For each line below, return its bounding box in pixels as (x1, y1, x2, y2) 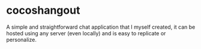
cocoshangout (6, 4, 80, 17)
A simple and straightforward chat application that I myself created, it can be (6, 23, 196, 30)
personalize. (6, 36, 37, 43)
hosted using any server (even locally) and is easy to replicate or (6, 29, 166, 36)
